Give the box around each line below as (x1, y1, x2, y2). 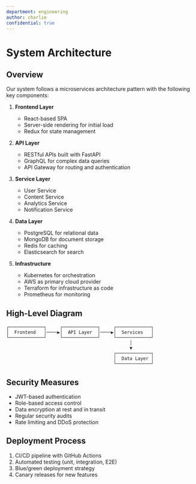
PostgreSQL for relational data (23, 229, 99, 237)
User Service (23, 187, 56, 194)
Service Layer (14, 175, 51, 183)
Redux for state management (23, 128, 96, 135)
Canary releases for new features (14, 471, 98, 478)
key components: (6, 92, 49, 99)
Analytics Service (23, 200, 68, 207)
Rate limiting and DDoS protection (14, 419, 99, 426)
